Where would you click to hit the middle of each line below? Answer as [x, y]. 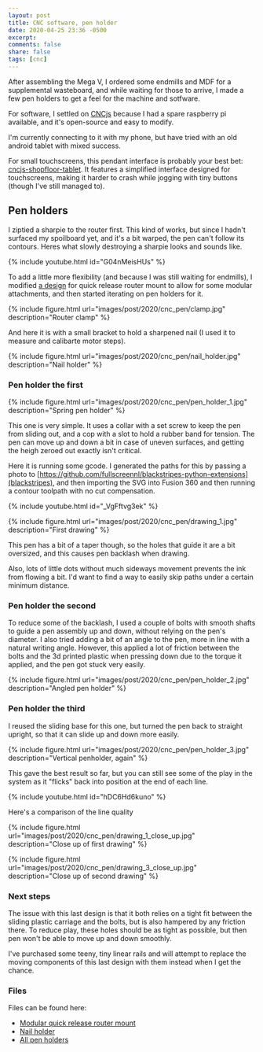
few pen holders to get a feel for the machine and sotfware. [104, 98]
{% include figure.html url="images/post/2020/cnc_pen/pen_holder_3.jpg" [129, 749]
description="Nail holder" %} [55, 364]
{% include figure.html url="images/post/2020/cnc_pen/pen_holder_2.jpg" [129, 680]
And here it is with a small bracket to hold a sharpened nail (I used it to [122, 332]
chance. [21, 970]
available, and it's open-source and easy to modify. [91, 122]
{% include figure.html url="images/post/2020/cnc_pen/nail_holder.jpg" [124, 356]
